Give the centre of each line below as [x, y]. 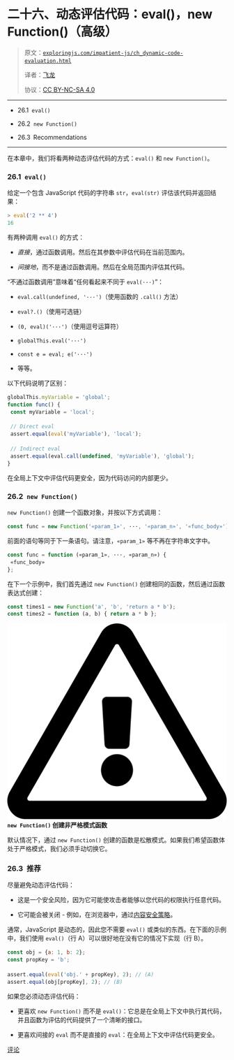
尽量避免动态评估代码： [41, 885]
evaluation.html [48, 61]
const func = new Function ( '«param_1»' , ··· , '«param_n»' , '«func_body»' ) [118, 527]
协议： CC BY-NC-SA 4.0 [60, 89]
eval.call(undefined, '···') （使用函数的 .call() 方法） [100, 296]
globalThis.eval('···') [52, 341]
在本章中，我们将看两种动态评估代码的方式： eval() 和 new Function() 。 [110, 158]
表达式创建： [25, 593]
